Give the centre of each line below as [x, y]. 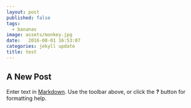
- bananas [24, 29]
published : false [28, 18]
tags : [13, 23]
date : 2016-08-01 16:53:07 [43, 40]
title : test [21, 52]
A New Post [29, 77]
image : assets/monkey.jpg [39, 35]
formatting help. [27, 98]
